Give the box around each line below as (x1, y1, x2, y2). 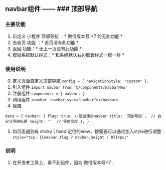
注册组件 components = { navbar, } (12, 90, 85, 96)
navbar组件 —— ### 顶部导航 (5, 4, 98, 13)
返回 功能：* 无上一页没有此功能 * (12, 45, 82, 51)
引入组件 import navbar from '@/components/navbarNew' (12, 84, 128, 90)
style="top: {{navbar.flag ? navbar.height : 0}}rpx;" (12, 135, 129, 140)
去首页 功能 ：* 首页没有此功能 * (12, 39, 79, 45)
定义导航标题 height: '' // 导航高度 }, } (5, 119, 90, 124)
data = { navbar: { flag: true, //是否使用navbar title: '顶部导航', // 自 (5, 114, 162, 119)
